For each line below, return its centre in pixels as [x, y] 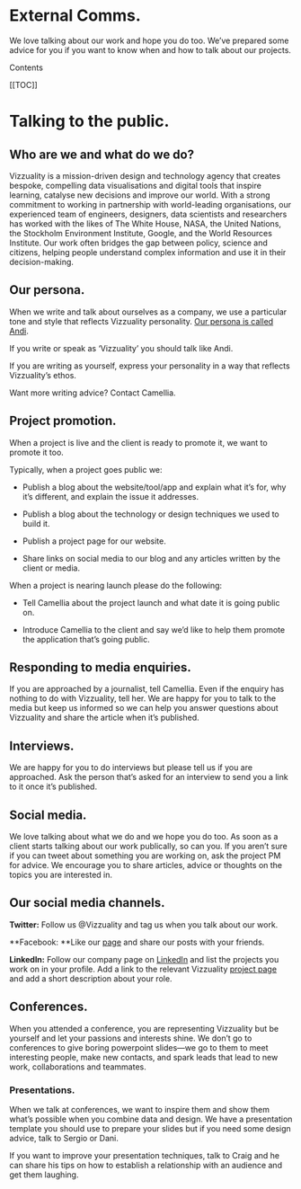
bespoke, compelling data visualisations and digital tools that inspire [136, 185]
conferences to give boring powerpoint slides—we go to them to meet [139, 1047]
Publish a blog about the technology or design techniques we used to [151, 514]
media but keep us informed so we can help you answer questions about [144, 708]
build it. [36, 523]
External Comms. [75, 16]
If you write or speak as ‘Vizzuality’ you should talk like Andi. [121, 348]
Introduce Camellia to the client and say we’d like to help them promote [154, 629]
